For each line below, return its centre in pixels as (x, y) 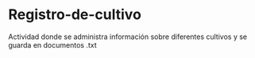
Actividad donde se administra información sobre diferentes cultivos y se (128, 37)
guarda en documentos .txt (52, 44)
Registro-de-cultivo (75, 15)
